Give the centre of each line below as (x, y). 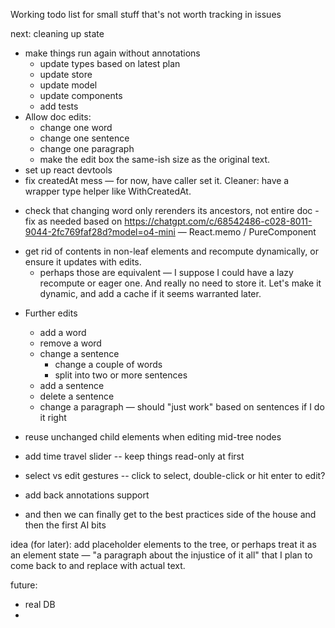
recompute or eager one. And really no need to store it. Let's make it (180, 283)
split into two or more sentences (121, 375)
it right (53, 417)
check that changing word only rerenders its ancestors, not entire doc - (172, 210)
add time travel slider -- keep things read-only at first (134, 456)
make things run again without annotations (112, 53)
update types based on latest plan (110, 63)
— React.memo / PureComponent (247, 232)
